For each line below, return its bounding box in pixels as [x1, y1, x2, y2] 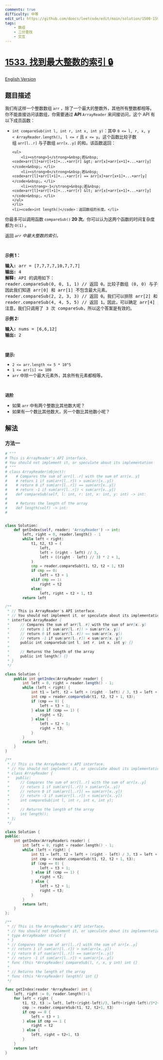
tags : [5, 20, 16, 26]
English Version [5, 76, 36, 82]
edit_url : [5, 16, 25, 21]
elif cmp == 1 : [31, 577, 62, 583]
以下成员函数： [5, 117, 35, 123]
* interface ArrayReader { [7, 618, 62, 623]
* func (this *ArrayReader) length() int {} [7, 973, 98, 979]
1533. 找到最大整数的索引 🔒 [5, 57, 114, 68]
